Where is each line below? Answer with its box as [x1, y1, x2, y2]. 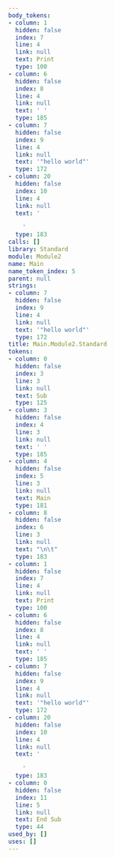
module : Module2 [8, 253, 61, 261]
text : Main [15, 494, 51, 502]
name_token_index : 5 [8, 267, 76, 276]
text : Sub [15, 391, 47, 400]
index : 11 [15, 793, 47, 801]
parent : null [8, 275, 51, 283]
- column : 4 [8, 457, 47, 465]
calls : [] [8, 238, 41, 246]
